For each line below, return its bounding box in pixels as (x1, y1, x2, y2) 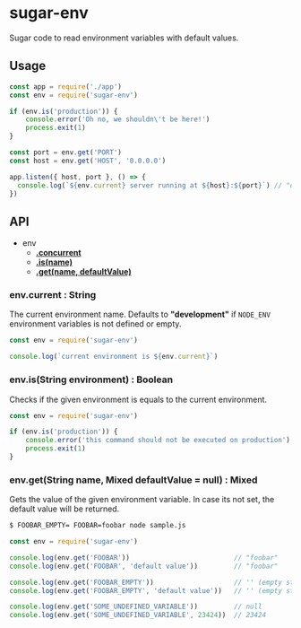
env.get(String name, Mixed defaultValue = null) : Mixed (9, 474, 258, 486)
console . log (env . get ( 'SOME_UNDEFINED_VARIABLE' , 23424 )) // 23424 (9, 611, 267, 620)
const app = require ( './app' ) (9, 82, 123, 92)
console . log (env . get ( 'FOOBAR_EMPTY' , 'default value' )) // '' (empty (9, 586, 282, 595)
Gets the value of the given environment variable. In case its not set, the (9, 494, 275, 505)
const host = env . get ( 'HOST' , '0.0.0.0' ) (9, 156, 167, 165)
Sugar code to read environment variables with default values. (9, 32, 239, 43)
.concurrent (35, 248, 82, 258)
